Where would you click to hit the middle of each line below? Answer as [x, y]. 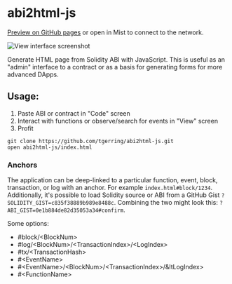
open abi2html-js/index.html [50, 147]
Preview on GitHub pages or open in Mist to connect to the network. [105, 32]
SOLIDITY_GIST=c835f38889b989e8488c [61, 203]
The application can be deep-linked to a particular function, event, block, [112, 180]
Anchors [22, 165]
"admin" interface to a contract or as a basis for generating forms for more [115, 67]
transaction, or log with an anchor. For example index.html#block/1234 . [110, 188]
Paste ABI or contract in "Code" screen [74, 113]
